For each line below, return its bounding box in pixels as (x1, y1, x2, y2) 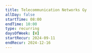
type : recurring (5, 26, 39, 31)
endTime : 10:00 (5, 21, 37, 27)
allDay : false (5, 12, 35, 17)
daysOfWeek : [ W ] (5, 31, 39, 36)
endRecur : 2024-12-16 (5, 40, 51, 45)
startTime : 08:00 (5, 17, 42, 22)
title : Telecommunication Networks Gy (5, 7, 87, 13)
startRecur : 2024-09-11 (5, 36, 56, 41)
